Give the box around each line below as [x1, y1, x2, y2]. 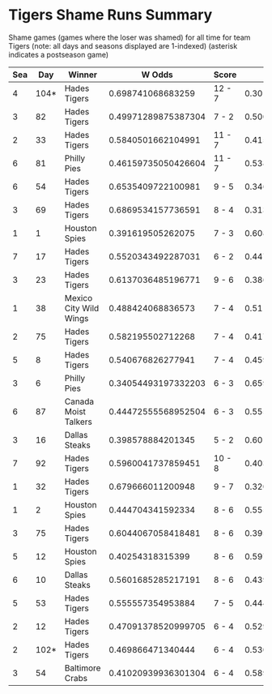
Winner [68, 69, 98, 80]
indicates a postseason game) [8, 49, 109, 59]
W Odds [141, 69, 174, 80]
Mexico [64, 292, 93, 303]
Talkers [64, 416, 93, 427]
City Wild [64, 302, 100, 314]
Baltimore [64, 662, 101, 674]
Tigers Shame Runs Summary [8, 6, 213, 24]
